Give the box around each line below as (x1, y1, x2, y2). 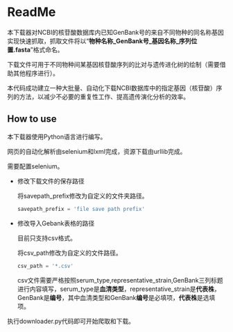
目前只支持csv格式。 (17, 234, 77, 242)
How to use (7, 113, 57, 125)
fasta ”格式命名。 (15, 45, 64, 54)
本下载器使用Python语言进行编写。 (7, 132, 107, 141)
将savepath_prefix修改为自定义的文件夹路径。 (17, 191, 148, 200)
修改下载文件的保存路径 (17, 177, 85, 185)
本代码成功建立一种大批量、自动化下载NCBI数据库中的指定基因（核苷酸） (7, 84, 216, 92)
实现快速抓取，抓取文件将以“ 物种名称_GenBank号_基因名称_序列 (7, 36, 191, 45)
